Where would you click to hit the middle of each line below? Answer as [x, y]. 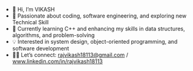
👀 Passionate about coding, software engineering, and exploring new [99, 16]
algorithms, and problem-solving [53, 35]
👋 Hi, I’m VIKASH [33, 9]
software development [40, 48]
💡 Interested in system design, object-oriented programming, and [95, 42]
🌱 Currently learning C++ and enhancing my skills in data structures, [99, 29]
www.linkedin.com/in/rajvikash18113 [57, 61]
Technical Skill [30, 22]
